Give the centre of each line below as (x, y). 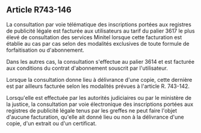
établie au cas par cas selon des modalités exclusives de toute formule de (98, 43)
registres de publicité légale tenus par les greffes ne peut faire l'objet (92, 110)
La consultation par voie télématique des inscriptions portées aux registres (99, 24)
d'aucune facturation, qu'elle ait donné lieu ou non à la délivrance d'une (95, 117)
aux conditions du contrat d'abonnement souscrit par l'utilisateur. (87, 68)
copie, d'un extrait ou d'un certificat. (51, 123)
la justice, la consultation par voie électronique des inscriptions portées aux (100, 104)
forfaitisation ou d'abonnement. (45, 50)
